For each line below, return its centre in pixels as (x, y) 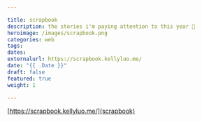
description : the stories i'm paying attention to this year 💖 (101, 26)
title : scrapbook (33, 20)
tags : (15, 46)
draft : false (26, 72)
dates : (17, 53)
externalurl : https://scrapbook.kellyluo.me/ (74, 59)
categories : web (31, 39)
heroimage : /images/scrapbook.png (58, 33)
